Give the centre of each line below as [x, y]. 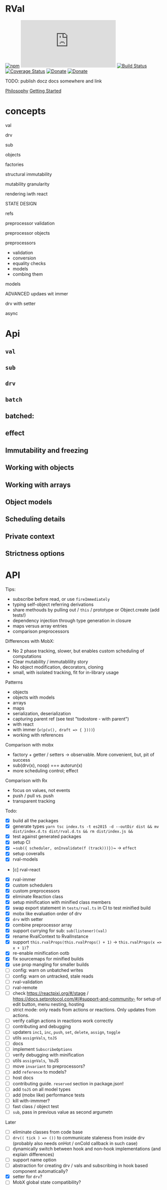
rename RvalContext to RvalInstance [50, 937]
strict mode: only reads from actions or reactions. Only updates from [84, 1009]
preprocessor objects [28, 233]
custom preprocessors [36, 891]
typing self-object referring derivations [53, 604]
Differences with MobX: [30, 641]
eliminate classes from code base [48, 1132]
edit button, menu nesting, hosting [48, 1004]
